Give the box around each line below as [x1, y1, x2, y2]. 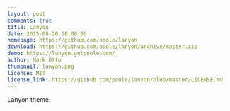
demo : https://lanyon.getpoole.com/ [7, 50, 115, 57]
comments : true [7, 17, 52, 24]
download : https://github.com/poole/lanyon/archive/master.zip [7, 43, 198, 50]
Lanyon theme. [7, 95, 51, 104]
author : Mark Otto [7, 57, 62, 64]
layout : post [7, 10, 46, 18]
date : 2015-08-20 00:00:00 [7, 30, 87, 37]
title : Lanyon [7, 23, 50, 30]
